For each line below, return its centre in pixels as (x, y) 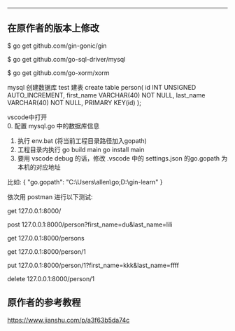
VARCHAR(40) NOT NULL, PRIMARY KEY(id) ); (74, 102)
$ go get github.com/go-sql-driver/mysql (66, 59)
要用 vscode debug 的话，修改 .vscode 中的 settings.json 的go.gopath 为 (122, 158)
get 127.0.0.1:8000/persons (46, 238)
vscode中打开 (27, 117)
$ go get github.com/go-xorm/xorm (58, 73)
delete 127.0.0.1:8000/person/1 (51, 278)
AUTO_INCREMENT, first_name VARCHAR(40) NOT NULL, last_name (106, 95)
